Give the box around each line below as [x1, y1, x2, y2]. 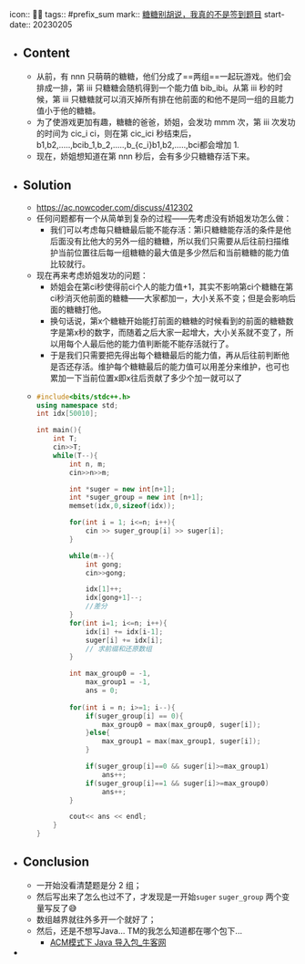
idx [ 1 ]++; [85, 585, 123, 594]
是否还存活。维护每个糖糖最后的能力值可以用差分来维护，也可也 [49, 360, 290, 372]
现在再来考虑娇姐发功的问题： [36, 269, 148, 281]
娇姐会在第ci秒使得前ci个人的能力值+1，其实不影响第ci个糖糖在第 [49, 281, 294, 292]
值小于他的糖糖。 [36, 105, 101, 116]
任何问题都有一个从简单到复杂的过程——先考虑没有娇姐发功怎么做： [36, 212, 292, 223]
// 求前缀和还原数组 [85, 644, 153, 653]
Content [22, 46, 71, 61]
